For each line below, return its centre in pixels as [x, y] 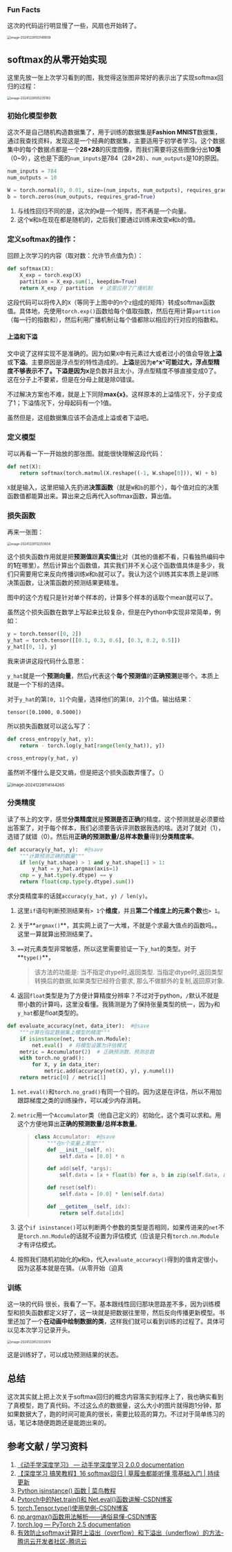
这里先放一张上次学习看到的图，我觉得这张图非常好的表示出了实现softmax [112, 78]
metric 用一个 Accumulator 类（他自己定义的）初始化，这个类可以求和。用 [119, 1115]
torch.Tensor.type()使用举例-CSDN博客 [73, 1508]
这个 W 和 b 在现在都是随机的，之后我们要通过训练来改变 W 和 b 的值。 [108, 219]
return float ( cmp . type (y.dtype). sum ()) [77, 882]
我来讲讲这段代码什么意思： [47, 661]
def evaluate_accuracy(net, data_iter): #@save [78, 1026]
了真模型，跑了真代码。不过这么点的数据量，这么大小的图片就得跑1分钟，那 [114, 1405]
